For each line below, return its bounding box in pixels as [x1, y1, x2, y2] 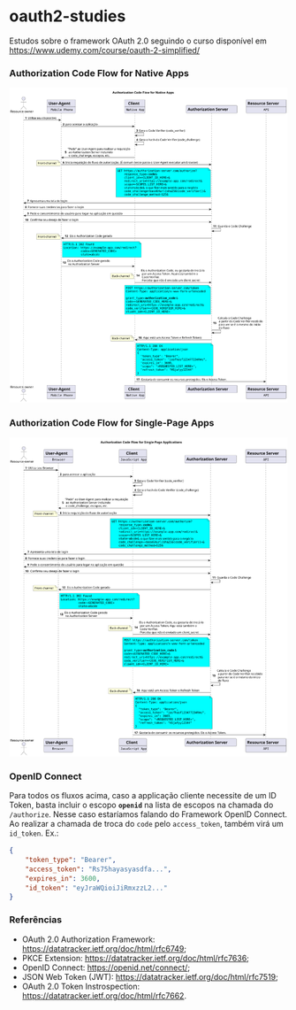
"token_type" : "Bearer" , [25, 855, 117, 864]
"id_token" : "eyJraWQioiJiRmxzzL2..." [25, 883, 168, 892]
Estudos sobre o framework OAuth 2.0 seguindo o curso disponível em [9, 35, 267, 46]
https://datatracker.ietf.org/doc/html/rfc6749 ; [21, 943, 187, 953]
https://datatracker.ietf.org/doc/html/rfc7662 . [21, 990, 187, 1001]
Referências [9, 914, 63, 926]
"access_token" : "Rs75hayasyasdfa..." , [25, 865, 172, 874]
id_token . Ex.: [9, 828, 59, 838]
